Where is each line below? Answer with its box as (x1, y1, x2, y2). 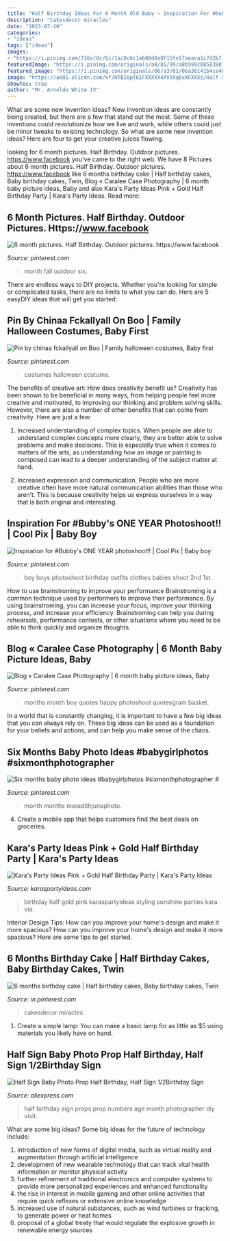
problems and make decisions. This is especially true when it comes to (16, 441, 217, 449)
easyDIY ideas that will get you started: (7, 294, 118, 303)
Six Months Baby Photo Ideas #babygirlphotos (7, 746, 209, 758)
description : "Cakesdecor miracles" (7, 16, 112, 23)
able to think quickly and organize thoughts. (7, 623, 131, 631)
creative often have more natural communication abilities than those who (16, 483, 222, 491)
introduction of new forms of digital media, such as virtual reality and (16, 1146, 212, 1154)
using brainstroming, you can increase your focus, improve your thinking (7, 601, 212, 610)
